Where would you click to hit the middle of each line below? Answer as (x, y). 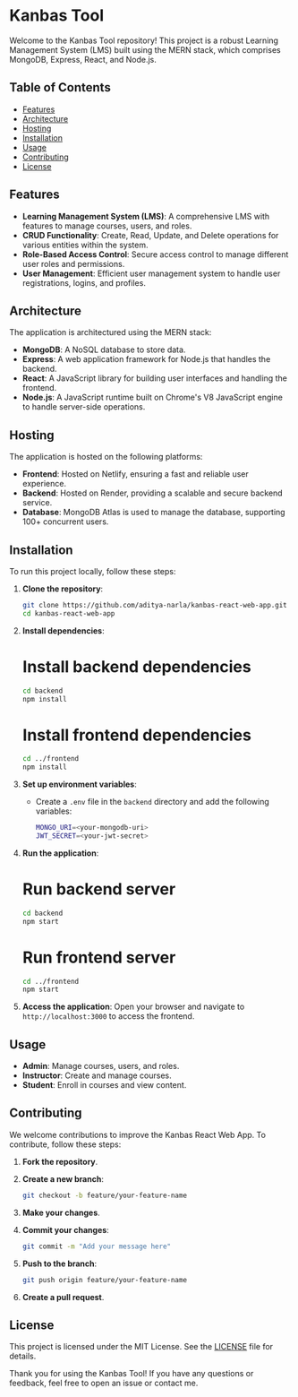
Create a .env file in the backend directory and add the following (153, 802)
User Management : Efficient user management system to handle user (151, 273)
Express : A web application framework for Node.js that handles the (146, 359)
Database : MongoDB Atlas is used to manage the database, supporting (153, 513)
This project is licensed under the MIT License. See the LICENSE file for (141, 1347)
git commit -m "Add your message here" (97, 1246)
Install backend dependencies (137, 666)
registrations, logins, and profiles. (84, 282)
